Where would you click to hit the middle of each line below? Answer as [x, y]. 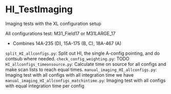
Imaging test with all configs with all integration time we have [70, 75]
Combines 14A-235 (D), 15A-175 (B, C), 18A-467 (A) [67, 43]
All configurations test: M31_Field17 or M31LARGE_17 [60, 33]
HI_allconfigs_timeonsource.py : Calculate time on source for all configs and [86, 64]
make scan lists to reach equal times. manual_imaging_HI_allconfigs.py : [81, 69]
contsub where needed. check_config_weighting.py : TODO [67, 58]
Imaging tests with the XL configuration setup [53, 24]
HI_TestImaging [39, 9]
